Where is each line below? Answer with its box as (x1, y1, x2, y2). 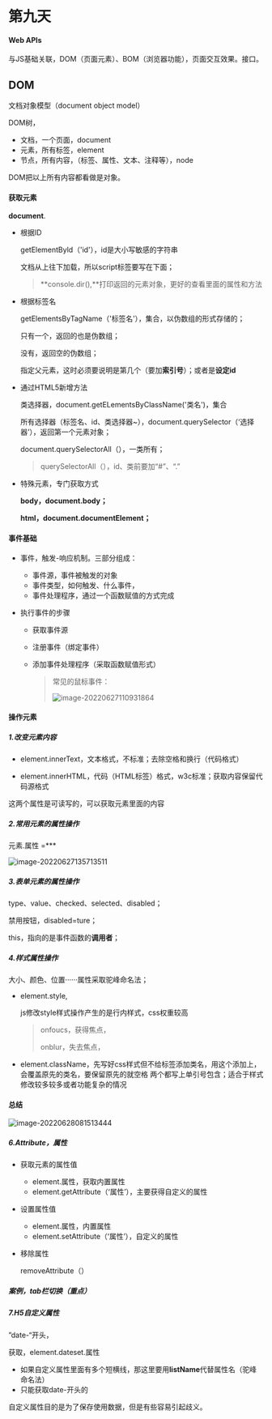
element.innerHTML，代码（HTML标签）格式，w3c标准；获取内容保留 (19, 771, 257, 782)
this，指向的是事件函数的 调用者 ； (8, 933, 120, 943)
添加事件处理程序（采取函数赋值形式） (32, 659, 160, 669)
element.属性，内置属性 (32, 1221, 112, 1231)
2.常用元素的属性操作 (8, 819, 79, 829)
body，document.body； (19, 496, 108, 506)
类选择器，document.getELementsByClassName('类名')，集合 (19, 400, 227, 410)
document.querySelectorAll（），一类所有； (19, 445, 165, 454)
